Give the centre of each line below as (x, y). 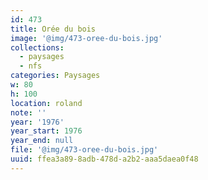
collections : (37, 47)
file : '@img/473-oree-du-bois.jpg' (84, 150)
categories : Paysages (55, 76)
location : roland (46, 103)
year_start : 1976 (46, 131)
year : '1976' (37, 122)
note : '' (28, 112)
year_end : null (42, 141)
